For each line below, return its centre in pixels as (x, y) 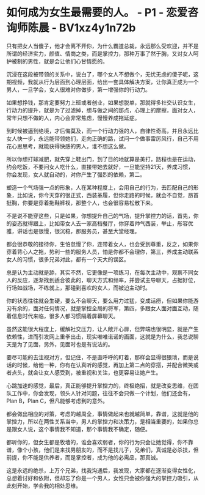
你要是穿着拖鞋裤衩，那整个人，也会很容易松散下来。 (89, 203)
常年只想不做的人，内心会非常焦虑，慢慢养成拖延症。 (73, 117)
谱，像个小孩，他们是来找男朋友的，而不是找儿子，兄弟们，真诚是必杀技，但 (103, 450)
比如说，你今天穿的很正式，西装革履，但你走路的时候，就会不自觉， (102, 195)
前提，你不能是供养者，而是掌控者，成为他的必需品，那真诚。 (84, 457)
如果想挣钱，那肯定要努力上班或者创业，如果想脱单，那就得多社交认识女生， (103, 102)
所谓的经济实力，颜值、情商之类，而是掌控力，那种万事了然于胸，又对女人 (100, 53)
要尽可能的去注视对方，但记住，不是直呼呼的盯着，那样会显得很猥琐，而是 (100, 357)
